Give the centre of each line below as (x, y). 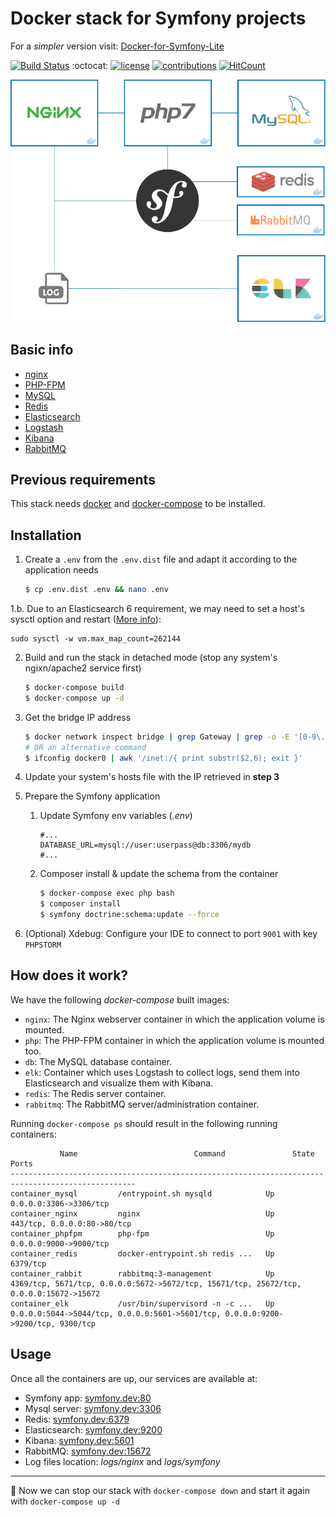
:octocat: (90, 65)
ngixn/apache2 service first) (83, 668)
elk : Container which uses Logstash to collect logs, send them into (162, 1072)
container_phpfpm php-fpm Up (142, 1233)
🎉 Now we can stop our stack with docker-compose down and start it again (160, 1490)
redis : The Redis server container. (95, 1093)
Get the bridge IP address (78, 717)
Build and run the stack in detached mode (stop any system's (151, 658)
